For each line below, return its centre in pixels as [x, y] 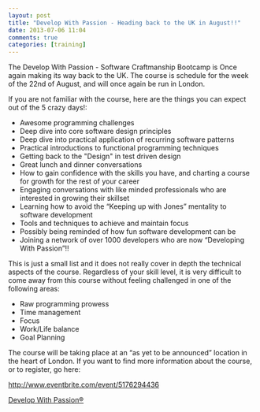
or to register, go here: [45, 369]
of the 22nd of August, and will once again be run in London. [107, 84]
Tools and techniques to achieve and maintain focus [104, 223]
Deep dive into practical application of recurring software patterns [127, 139]
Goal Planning [42, 338]
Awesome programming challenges [77, 123]
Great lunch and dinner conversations [81, 165]
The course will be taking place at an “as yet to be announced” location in [128, 353]
